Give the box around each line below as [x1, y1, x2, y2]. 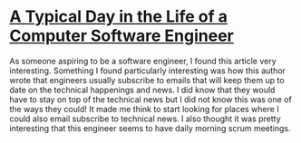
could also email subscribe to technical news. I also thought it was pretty [9, 113, 281, 124]
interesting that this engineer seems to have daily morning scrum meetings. [9, 122, 292, 133]
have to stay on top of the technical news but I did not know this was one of [9, 93, 292, 105]
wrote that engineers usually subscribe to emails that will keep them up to [9, 74, 285, 85]
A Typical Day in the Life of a [9, 6, 228, 27]
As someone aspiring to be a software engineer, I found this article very [9, 55, 277, 66]
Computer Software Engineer [9, 25, 234, 46]
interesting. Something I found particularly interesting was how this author [9, 65, 286, 76]
